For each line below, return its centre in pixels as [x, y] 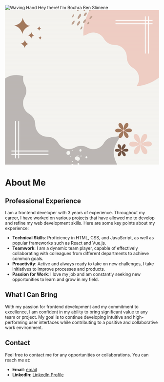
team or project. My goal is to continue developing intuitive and [69, 317]
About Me [25, 183]
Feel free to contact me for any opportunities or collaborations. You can [77, 355]
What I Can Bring [31, 295]
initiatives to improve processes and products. [59, 269]
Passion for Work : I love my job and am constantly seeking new [76, 274]
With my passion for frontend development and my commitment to [72, 306]
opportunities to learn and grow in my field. [55, 279]
